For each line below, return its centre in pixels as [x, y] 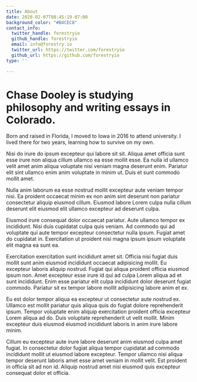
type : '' [17, 61]
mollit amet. [20, 179]
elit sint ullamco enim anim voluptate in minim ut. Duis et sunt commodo [93, 172]
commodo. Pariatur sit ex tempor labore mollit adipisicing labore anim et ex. [98, 288]
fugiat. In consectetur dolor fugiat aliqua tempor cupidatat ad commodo [93, 348]
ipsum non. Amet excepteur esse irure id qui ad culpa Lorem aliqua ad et [94, 275]
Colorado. [31, 120]
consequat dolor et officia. [38, 373]
